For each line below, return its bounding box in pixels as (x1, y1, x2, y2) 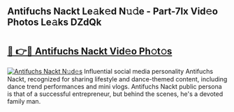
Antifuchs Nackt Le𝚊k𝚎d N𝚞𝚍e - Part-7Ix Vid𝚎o (7, 6, 219, 17)
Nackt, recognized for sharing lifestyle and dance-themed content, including (7, 75, 228, 83)
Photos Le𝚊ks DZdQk (7, 17, 102, 29)
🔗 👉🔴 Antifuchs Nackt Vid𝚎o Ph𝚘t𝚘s (7, 45, 173, 57)
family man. (7, 97, 41, 105)
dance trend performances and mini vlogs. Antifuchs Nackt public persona (7, 83, 222, 90)
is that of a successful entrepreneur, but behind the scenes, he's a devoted (7, 90, 224, 98)
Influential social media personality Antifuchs (83, 67, 214, 75)
